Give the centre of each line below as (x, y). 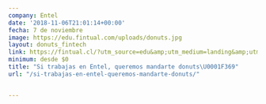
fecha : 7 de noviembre (46, 30)
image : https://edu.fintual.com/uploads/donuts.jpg (95, 37)
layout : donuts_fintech (47, 45)
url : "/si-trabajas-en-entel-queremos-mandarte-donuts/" (104, 74)
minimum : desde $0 (38, 60)
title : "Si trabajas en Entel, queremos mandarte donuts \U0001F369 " (123, 67)
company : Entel (33, 15)
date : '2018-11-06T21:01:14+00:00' (67, 23)
